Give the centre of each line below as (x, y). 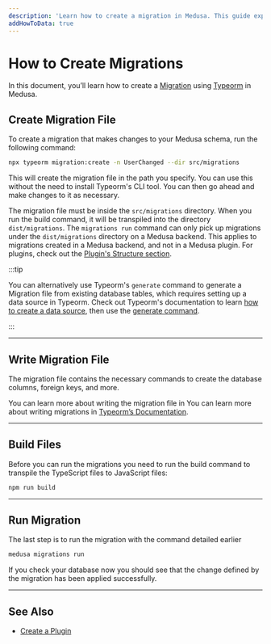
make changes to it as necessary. (64, 196)
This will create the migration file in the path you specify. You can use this (131, 178)
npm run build (32, 487)
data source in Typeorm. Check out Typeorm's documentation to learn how (133, 302)
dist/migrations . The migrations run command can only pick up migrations (135, 228)
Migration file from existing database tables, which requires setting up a (128, 294)
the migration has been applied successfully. (83, 579)
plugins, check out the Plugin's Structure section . (90, 254)
